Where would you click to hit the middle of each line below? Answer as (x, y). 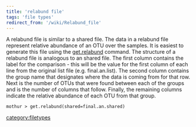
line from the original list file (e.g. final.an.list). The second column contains (98, 71)
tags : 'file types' (30, 17)
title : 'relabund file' (35, 12)
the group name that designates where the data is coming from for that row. (98, 77)
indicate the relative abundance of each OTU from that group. (81, 96)
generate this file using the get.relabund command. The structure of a (91, 52)
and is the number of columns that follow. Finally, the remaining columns (94, 90)
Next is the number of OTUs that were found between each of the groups (95, 83)
